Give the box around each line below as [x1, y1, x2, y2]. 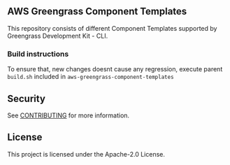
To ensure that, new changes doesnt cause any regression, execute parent [7, 65, 223, 73]
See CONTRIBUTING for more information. [7, 111, 130, 120]
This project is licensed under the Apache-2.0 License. [7, 150, 166, 158]
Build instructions [7, 49, 69, 59]
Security [7, 92, 45, 104]
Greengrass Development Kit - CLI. [7, 31, 108, 40]
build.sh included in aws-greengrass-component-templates [7, 73, 174, 81]
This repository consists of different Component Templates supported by [7, 24, 217, 32]
